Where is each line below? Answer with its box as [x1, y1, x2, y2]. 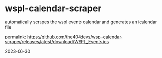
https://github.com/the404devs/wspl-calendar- [27, 34, 123, 39]
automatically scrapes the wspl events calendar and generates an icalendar [5, 19, 157, 25]
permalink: [5, 34, 27, 39]
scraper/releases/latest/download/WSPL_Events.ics [5, 39, 109, 44]
